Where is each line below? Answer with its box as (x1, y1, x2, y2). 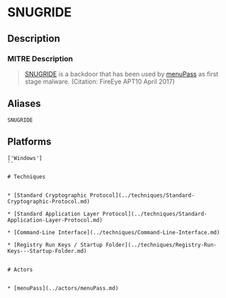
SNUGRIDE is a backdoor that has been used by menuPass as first (24, 69, 219, 78)
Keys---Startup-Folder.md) (7, 247, 87, 255)
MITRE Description (7, 54, 73, 64)
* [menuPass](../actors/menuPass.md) (7, 285, 119, 292)
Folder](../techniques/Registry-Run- (105, 241, 217, 248)
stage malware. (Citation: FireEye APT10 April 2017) (24, 77, 175, 86)
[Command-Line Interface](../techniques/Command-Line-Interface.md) (13, 229, 220, 236)
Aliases (7, 98, 41, 110)
